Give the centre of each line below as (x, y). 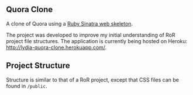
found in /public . (27, 86)
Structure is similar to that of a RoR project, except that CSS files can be (93, 80)
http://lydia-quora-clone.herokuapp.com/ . (56, 47)
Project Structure (38, 66)
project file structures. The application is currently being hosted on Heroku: (97, 41)
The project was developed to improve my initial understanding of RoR (91, 35)
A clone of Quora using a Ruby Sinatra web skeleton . (70, 23)
